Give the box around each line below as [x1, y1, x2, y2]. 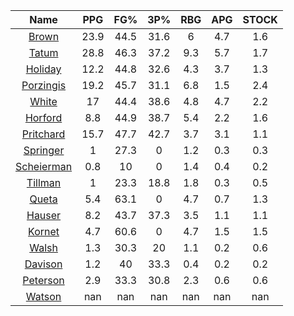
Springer [23, 144, 65, 157]
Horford [24, 111, 63, 124]
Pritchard [21, 127, 66, 141]
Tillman [26, 176, 62, 189]
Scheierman [15, 160, 73, 173]
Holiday [25, 62, 62, 76]
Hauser [26, 209, 62, 222]
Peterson [22, 274, 65, 287]
